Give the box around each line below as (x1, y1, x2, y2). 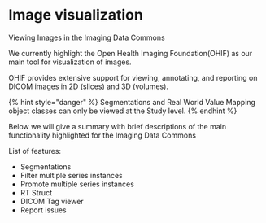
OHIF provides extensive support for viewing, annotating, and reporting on (8, 72, 258, 82)
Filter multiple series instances (20, 170, 124, 180)
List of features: (8, 146, 62, 155)
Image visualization (8, 6, 144, 24)
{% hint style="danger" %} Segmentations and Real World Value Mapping (8, 97, 256, 107)
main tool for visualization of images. (8, 57, 132, 67)
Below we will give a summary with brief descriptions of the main (8, 121, 226, 131)
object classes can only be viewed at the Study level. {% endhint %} (8, 106, 238, 116)
